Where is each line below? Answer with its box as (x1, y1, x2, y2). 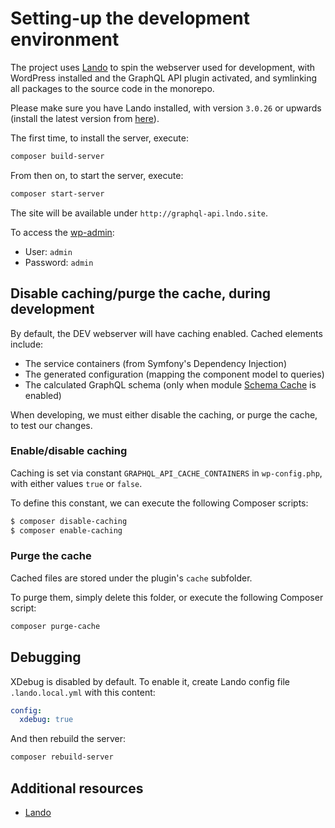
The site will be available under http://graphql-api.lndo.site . (10, 207, 268, 219)
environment (10, 28, 120, 51)
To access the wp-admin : (10, 226, 115, 238)
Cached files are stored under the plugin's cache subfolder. (10, 572, 253, 584)
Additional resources (10, 780, 144, 797)
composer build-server (10, 151, 105, 161)
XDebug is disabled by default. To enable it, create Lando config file (10, 675, 290, 687)
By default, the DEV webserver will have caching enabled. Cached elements (10, 327, 323, 339)
